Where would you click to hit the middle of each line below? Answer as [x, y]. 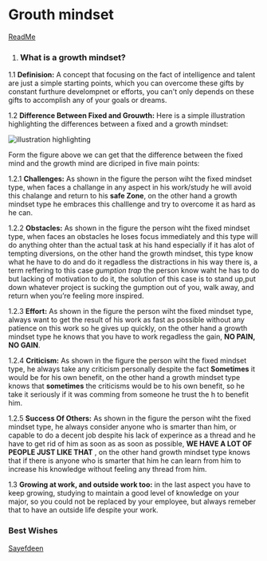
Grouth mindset [61, 15]
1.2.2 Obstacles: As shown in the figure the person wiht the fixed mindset [129, 228]
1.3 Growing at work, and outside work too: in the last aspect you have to [130, 484]
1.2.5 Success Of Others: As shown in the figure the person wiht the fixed [130, 418]
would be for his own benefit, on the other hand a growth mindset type [124, 378]
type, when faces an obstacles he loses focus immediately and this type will [133, 237]
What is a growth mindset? [73, 57]
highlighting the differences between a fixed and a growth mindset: [118, 124]
